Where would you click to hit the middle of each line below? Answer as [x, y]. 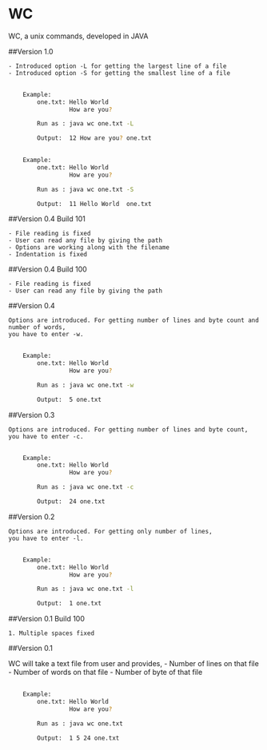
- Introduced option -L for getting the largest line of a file [118, 66]
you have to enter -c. [46, 436]
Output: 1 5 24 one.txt [78, 738]
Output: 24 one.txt [71, 502]
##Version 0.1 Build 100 [47, 619]
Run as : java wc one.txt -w [86, 385]
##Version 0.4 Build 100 [48, 269]
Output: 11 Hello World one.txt [94, 204]
